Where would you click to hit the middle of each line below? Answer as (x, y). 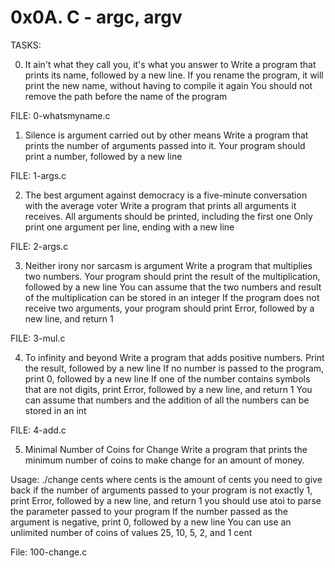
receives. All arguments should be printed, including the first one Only (168, 216)
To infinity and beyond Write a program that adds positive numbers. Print (174, 357)
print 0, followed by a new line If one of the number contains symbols (167, 378)
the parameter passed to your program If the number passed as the (149, 511)
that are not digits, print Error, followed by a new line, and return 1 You (168, 389)
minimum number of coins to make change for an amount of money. (164, 460)
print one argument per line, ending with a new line (129, 227)
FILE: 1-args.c (38, 175)
